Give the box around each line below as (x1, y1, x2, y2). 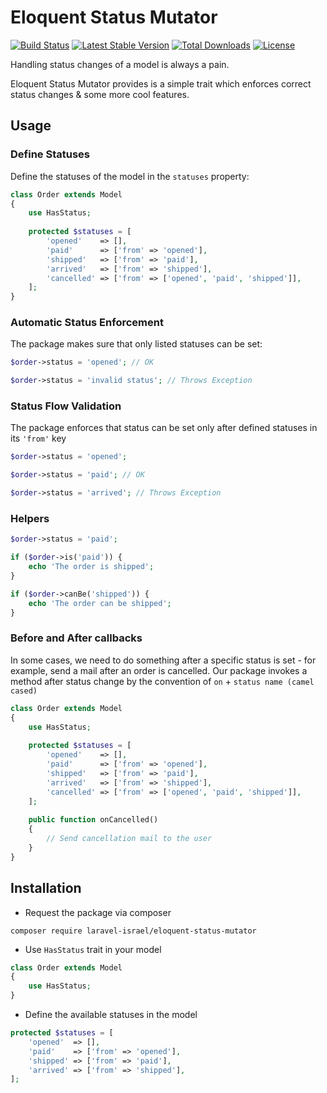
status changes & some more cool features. (10, 88, 190, 100)
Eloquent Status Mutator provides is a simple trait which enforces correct (10, 77, 312, 90)
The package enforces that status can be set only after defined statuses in (10, 422, 318, 434)
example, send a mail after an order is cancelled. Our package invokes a (10, 664, 308, 676)
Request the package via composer (24, 906, 172, 918)
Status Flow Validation (10, 399, 122, 413)
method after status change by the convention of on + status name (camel (10, 675, 315, 687)
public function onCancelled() (28, 815, 159, 825)
